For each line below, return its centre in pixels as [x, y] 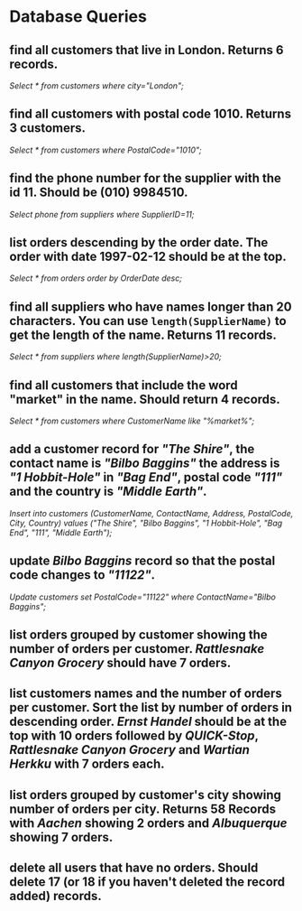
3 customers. [48, 128]
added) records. [55, 896]
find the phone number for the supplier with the [146, 178]
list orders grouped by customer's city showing [146, 795]
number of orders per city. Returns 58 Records [143, 809]
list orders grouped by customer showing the [138, 635]
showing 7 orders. [61, 837]
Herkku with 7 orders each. [87, 764]
